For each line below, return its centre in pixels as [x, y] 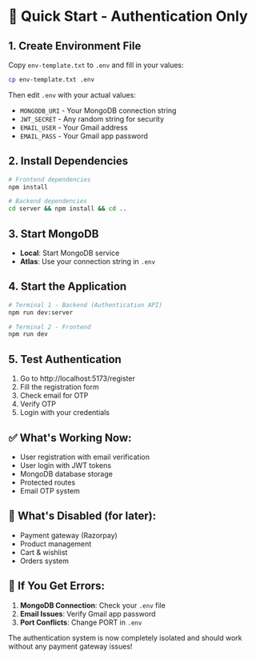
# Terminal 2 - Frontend [50, 327]
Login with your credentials [65, 413]
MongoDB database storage [66, 473]
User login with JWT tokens [66, 465]
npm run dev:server [41, 312]
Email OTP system [50, 490]
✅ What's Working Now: [70, 438]
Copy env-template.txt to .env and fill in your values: [96, 65]
